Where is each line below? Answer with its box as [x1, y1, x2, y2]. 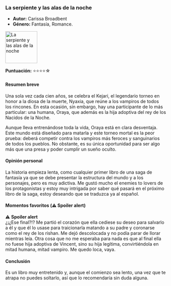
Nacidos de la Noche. [5, 114, 51, 121]
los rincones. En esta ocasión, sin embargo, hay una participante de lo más [5, 104, 163, 110]
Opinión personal [5, 158, 43, 164]
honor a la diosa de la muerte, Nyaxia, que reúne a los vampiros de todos [5, 98, 159, 104]
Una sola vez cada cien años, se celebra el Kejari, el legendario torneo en [5, 92, 160, 99]
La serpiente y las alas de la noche [5, 4, 92, 11]
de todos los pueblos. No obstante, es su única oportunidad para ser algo [5, 140, 160, 147]
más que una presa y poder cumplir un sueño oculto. [5, 146, 116, 152]
